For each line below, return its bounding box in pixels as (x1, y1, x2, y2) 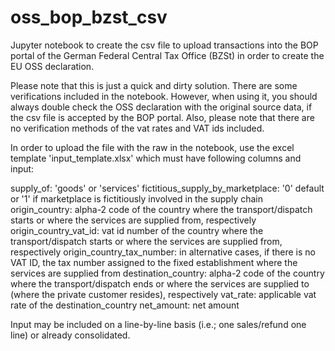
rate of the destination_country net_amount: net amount (10, 299, 240, 311)
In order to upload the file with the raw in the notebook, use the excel (10, 141, 295, 153)
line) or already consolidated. (10, 329, 131, 341)
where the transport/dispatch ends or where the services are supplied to (10, 277, 310, 290)
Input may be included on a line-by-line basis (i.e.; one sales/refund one (10, 318, 307, 330)
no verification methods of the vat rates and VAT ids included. (10, 122, 265, 134)
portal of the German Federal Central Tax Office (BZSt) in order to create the (10, 49, 325, 61)
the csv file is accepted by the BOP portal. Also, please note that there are (10, 111, 315, 123)
